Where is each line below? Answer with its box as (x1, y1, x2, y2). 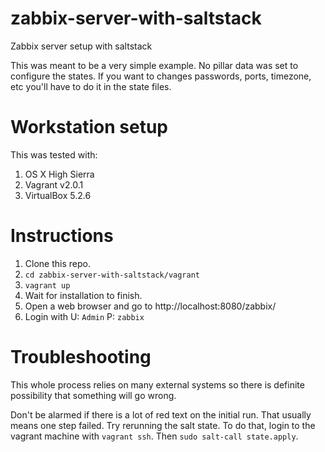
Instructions (10, 225, 114, 247)
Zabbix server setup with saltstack (10, 40, 153, 52)
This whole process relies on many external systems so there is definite (10, 378, 305, 391)
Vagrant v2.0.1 (24, 178, 84, 191)
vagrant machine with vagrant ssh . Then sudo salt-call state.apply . (10, 430, 299, 442)
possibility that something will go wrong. (10, 389, 177, 401)
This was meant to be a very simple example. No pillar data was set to (10, 59, 299, 71)
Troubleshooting (10, 346, 152, 368)
